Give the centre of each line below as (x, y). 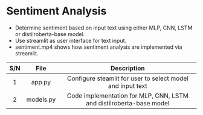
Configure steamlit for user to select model (128, 78)
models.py (41, 99)
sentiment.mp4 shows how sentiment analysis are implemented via (98, 47)
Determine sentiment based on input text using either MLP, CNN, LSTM (104, 28)
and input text (127, 85)
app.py (41, 82)
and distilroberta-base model (128, 103)
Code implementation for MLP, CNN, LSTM (127, 96)
